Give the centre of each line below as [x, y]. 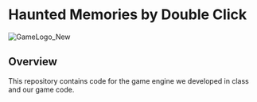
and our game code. [41, 89]
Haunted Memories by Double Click [128, 15]
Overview [33, 62]
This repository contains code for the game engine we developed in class [128, 80]
